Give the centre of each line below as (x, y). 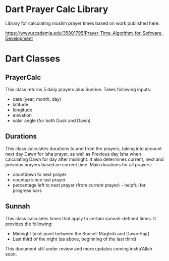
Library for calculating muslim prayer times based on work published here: (82, 23)
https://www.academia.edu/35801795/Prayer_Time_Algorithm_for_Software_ (84, 33)
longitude (22, 110)
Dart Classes (33, 59)
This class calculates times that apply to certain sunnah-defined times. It (81, 218)
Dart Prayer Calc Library (57, 9)
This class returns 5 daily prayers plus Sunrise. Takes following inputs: (78, 89)
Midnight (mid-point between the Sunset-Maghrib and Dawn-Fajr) (81, 233)
